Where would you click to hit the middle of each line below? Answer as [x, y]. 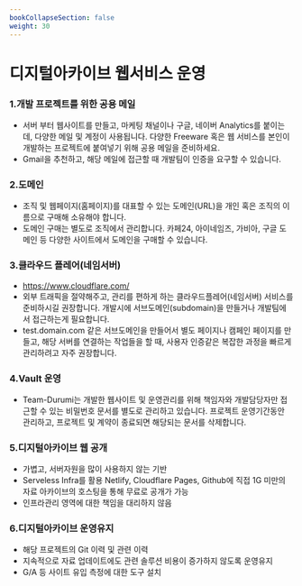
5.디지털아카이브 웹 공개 [59, 447]
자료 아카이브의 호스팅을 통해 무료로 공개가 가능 [105, 491]
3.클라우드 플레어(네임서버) [65, 265]
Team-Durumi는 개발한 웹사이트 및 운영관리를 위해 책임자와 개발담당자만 [150, 399]
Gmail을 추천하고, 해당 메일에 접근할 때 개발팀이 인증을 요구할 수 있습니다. [152, 159]
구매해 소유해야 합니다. [87, 217]
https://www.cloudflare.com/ [76, 286]
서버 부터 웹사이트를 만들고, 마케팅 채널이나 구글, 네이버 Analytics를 [142, 125]
